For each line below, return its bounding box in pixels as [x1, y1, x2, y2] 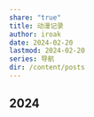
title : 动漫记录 [9, 21, 64, 30]
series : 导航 [9, 54, 55, 63]
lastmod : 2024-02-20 [9, 46, 86, 55]
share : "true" [9, 13, 62, 22]
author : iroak [9, 29, 62, 38]
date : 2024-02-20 [9, 38, 74, 47]
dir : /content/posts [9, 63, 86, 72]
